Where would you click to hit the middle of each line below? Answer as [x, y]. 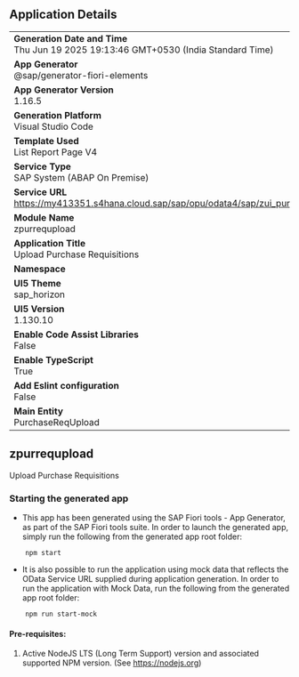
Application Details [63, 15]
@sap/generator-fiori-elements [81, 75]
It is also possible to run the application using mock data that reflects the [155, 569]
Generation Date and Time [71, 38]
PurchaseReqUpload [57, 422]
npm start [44, 552]
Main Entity [39, 411]
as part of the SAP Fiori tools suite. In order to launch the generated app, [155, 527]
